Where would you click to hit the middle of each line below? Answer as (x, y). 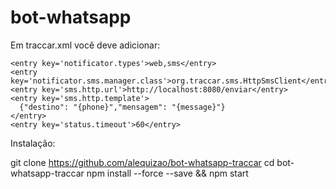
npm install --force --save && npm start (167, 173)
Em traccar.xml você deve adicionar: (85, 45)
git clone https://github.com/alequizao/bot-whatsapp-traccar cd (142, 162)
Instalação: (33, 143)
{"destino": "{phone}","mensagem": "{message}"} (122, 107)
